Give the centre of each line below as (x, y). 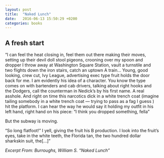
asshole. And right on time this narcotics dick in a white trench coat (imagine (82, 96)
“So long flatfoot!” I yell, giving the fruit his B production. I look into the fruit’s (82, 131)
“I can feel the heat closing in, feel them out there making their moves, (76, 55)
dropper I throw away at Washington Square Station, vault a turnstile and (78, 65)
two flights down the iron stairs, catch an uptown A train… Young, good (76, 70)
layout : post (18, 10)
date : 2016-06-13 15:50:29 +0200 (41, 19)
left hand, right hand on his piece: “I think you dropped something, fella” (77, 112)
